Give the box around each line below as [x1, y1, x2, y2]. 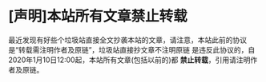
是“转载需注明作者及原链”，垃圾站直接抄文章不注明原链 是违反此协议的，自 [8, 45, 256, 54]
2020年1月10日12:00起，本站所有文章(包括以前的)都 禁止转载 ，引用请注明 [8, 55, 251, 64]
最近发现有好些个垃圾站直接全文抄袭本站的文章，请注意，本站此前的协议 [8, 35, 247, 45]
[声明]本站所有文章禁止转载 [8, 7, 188, 25]
